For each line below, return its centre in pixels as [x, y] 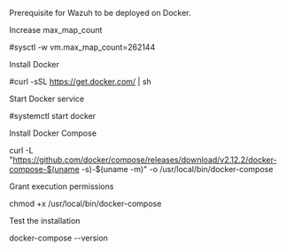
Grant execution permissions [62, 186]
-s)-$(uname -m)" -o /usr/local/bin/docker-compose [177, 169]
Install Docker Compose [53, 133]
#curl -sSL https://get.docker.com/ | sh [81, 82]
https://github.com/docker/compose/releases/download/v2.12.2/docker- [145, 160]
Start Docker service [47, 98]
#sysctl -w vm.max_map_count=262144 [82, 47]
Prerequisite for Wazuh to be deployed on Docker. [100, 13]
